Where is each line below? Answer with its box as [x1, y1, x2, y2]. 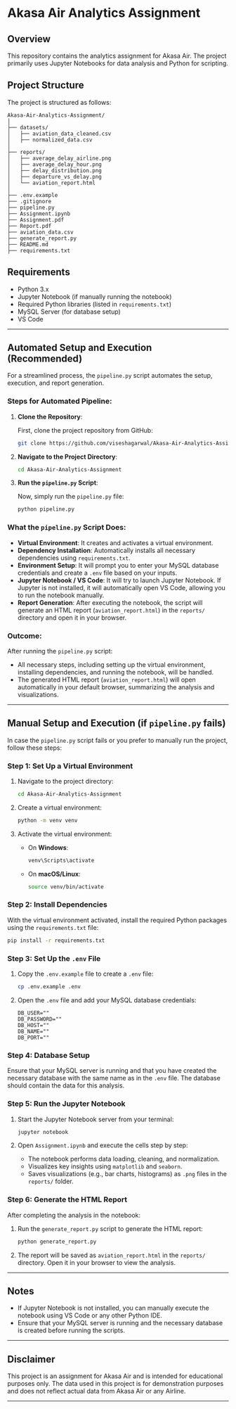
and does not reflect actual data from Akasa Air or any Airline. [7, 1387, 186, 1396]
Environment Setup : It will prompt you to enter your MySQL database [17, 561, 219, 569]
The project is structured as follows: [7, 98, 112, 106]
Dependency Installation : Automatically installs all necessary [17, 546, 195, 554]
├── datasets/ [7, 124, 49, 131]
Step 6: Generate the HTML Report [7, 1194, 128, 1204]
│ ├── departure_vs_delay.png [7, 173, 102, 180]
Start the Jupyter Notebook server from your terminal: [17, 1115, 174, 1123]
